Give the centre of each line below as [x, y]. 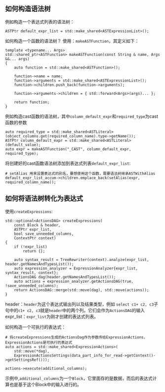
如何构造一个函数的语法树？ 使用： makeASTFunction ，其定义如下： [72, 41]
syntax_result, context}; [32, 273]
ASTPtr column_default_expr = [36, 140]
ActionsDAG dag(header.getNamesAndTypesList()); [65, 277]
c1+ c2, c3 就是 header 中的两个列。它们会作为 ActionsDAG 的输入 [82, 310]
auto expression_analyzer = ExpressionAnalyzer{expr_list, [76, 268]
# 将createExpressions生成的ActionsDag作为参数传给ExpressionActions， [76, 337]
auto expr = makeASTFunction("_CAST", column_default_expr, [68, 149]
